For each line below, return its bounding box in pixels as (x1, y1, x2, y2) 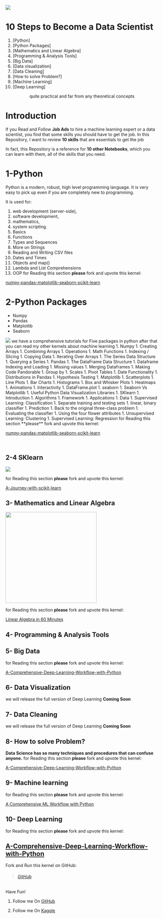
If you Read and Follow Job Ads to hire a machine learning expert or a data (5, 126, 155, 132)
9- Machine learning (5, 779, 68, 787)
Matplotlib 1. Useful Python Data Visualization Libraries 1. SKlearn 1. (5, 389, 140, 395)
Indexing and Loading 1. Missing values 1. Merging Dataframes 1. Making (5, 364, 150, 369)
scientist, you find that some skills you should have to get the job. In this (5, 131, 149, 137)
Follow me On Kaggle (12, 907, 55, 913)
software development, (12, 213, 59, 219)
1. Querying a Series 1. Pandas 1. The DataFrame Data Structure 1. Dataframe (5, 359, 159, 365)
